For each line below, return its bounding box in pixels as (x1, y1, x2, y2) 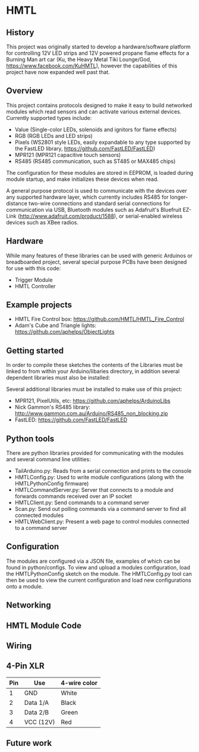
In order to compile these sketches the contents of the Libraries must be (6, 362, 183, 369)
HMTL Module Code (6, 620, 82, 630)
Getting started (6, 346, 64, 356)
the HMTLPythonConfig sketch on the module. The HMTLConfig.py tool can (6, 570, 192, 577)
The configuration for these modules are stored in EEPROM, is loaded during (6, 169, 194, 176)
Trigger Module (14, 276, 53, 283)
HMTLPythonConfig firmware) (14, 480, 89, 487)
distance (6, 199, 28, 207)
